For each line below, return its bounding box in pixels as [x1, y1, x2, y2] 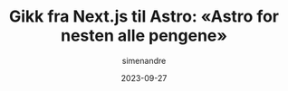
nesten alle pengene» [61, 25, 227, 46]
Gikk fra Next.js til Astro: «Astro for [8, 6, 280, 27]
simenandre [121, 55, 167, 66]
